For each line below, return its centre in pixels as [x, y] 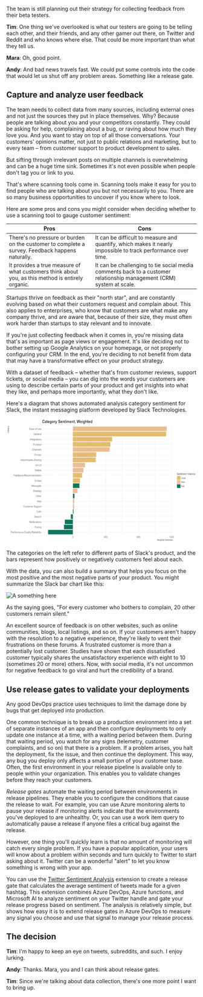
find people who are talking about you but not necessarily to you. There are [100, 190]
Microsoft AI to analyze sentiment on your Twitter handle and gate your [95, 899]
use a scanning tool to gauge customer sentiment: [69, 215]
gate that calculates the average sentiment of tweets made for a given [93, 886]
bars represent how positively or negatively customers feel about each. [95, 560]
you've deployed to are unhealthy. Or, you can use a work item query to [95, 818]
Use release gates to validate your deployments [98, 689]
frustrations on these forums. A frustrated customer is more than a [89, 645]
